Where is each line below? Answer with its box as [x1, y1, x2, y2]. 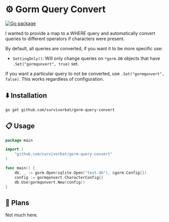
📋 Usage [5, 122, 35, 131]
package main [5, 138, 33, 143]
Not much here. [5, 212, 38, 218]
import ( [5, 147, 24, 152]
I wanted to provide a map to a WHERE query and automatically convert [5, 30, 155, 36]
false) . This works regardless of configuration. [5, 76, 104, 82]
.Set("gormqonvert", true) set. [12, 60, 79, 67]
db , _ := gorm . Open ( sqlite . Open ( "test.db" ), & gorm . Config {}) [14, 170, 147, 175]
